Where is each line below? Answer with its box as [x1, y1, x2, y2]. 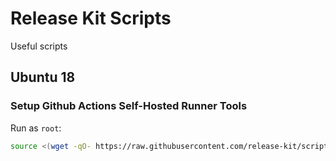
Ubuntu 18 [10, 69, 76, 86]
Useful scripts [10, 40, 68, 52]
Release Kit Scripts [10, 7, 172, 30]
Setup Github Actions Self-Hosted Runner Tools [10, 99, 248, 113]
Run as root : [10, 122, 62, 134]
